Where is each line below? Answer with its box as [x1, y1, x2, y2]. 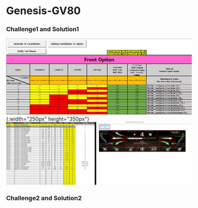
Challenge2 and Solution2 [6, 194, 82, 202]
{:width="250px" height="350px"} [6, 115, 90, 122]
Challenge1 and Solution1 [6, 25, 80, 33]
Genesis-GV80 [6, 4, 81, 18]
